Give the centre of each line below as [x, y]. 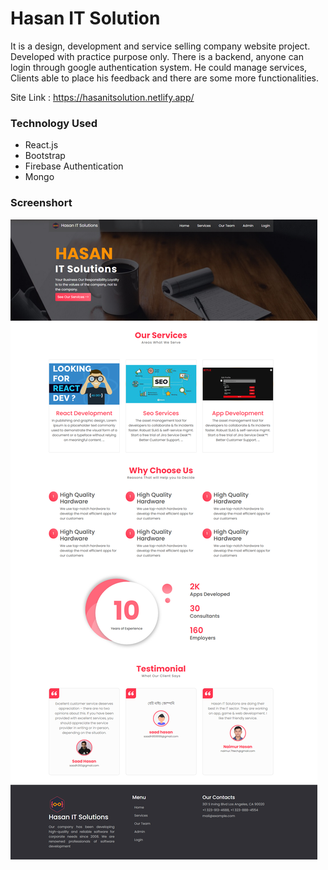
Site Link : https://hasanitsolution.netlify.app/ [102, 97]
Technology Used [54, 123]
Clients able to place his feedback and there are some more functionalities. [164, 78]
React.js [41, 145]
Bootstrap [45, 156]
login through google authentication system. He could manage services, [159, 67]
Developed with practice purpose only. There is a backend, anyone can [157, 56]
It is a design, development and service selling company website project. [160, 46]
